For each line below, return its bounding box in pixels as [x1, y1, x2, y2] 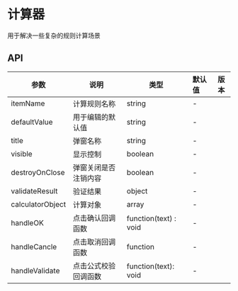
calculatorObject [11, 199, 66, 209]
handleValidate [11, 266, 60, 275]
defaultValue [11, 117, 53, 127]
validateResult [11, 186, 58, 195]
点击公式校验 [72, 261, 115, 270]
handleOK [11, 217, 44, 227]
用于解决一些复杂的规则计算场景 [7, 31, 101, 40]
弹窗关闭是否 [72, 162, 115, 172]
